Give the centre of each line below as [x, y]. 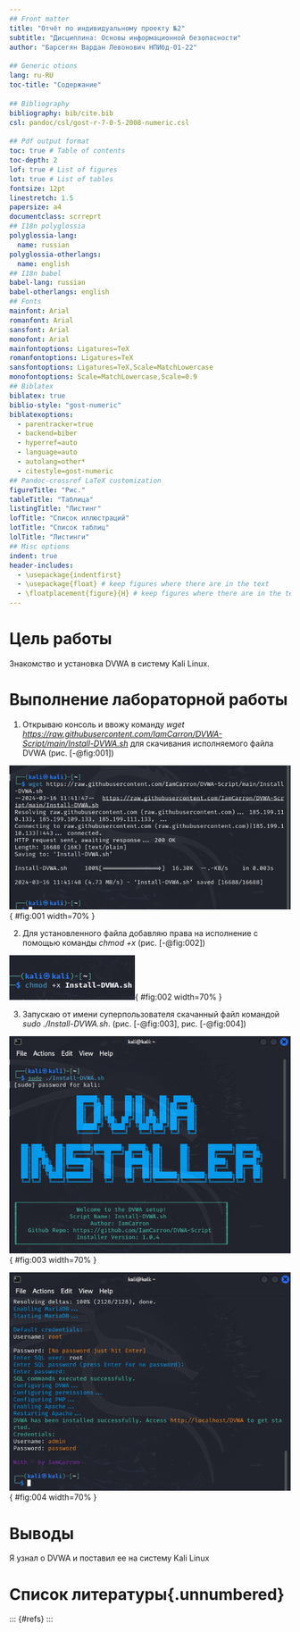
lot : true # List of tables [62, 179]
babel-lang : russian [48, 283]
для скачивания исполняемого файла [202, 743]
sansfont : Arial [39, 330]
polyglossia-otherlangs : [55, 255]
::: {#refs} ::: [31, 1619]
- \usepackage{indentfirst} [70, 575]
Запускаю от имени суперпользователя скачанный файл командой [150, 1014]
